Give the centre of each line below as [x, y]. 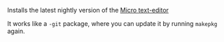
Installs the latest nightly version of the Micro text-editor [88, 10]
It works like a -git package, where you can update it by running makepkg [112, 23]
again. [16, 31]
